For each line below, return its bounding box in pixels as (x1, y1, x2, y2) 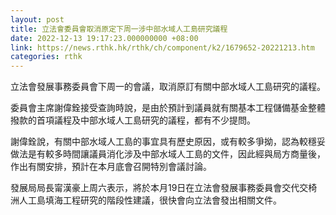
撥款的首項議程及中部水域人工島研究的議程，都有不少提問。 (10, 114, 256, 126)
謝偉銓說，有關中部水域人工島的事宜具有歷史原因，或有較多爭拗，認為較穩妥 (10, 136, 326, 148)
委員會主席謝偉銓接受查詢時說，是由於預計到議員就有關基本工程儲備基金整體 (10, 102, 326, 114)
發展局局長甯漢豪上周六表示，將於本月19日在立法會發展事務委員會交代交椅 (10, 182, 318, 194)
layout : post (10, 14, 65, 25)
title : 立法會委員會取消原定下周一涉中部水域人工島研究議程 (10, 24, 228, 34)
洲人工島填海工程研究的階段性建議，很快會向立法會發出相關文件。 (10, 194, 282, 206)
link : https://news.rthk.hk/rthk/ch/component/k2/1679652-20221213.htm (10, 42, 315, 53)
